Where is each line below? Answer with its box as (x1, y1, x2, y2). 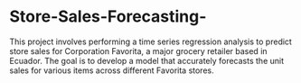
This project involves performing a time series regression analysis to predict (9, 36, 292, 47)
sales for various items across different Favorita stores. (9, 65, 214, 76)
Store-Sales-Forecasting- (9, 6, 207, 27)
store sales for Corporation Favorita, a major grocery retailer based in (9, 45, 268, 56)
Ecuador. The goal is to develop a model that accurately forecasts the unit (9, 55, 285, 66)
